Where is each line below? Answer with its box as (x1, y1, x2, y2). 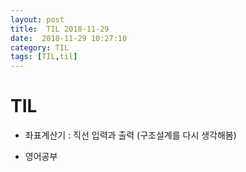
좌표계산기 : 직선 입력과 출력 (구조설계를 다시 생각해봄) (24, 129, 237, 141)
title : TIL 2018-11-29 (10, 24, 110, 34)
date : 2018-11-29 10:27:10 (10, 33, 128, 43)
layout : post (10, 14, 65, 25)
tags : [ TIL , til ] (10, 52, 78, 62)
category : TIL (10, 42, 70, 53)
